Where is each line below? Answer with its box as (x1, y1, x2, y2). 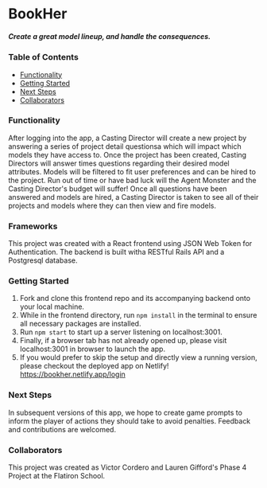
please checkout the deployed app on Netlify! (19, 361, 169, 371)
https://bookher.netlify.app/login (19, 369, 126, 379)
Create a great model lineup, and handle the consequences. (8, 31, 211, 41)
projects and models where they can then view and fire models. (8, 201, 217, 210)
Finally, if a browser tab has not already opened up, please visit (19, 336, 227, 346)
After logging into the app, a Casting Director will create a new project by (8, 133, 247, 142)
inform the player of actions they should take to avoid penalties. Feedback (8, 416, 251, 426)
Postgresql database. (8, 256, 78, 265)
